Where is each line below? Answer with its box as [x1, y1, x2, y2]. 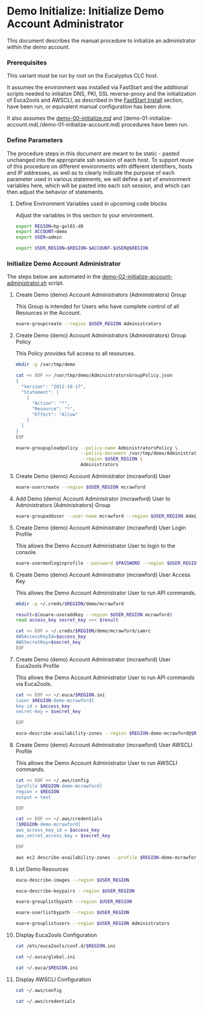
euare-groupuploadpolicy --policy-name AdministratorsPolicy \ [15, 444, 178, 451]
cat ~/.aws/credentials [15, 998, 76, 1004]
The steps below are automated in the [7, 273, 101, 281]
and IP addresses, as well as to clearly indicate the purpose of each [7, 169, 175, 176]
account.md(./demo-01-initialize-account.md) [7, 121, 120, 128]
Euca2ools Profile [15, 662, 60, 669]
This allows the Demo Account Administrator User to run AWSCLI [15, 759, 178, 767]
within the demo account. [7, 43, 70, 51]
